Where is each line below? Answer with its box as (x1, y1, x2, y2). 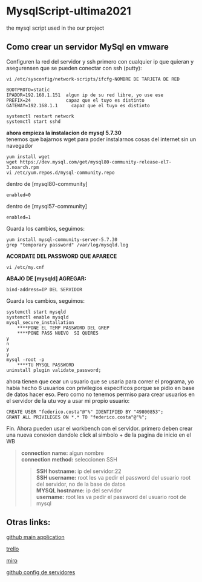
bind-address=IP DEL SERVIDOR (6, 286, 83, 293)
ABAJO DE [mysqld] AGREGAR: (6, 274, 86, 282)
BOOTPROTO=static (6, 87, 50, 93)
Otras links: (6, 517, 51, 527)
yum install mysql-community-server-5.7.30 (6, 236, 118, 243)
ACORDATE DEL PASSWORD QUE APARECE (6, 253, 117, 260)
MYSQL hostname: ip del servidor (36, 486, 122, 494)
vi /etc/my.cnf (6, 264, 45, 270)
